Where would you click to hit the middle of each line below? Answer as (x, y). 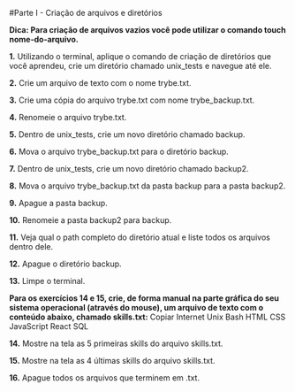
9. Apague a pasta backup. (58, 203)
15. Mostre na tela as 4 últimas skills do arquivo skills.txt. (112, 361)
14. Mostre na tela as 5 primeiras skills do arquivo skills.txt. (116, 343)
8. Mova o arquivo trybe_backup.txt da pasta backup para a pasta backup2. (147, 186)
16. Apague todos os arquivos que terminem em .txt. (105, 378)
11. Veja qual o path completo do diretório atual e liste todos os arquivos (140, 237)
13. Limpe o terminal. (47, 281)
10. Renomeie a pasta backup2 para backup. (91, 220)
